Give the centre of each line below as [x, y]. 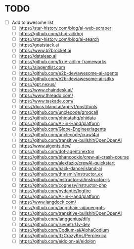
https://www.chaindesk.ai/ [46, 89]
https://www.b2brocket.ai [45, 51]
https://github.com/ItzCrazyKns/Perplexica [63, 236]
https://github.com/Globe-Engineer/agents [63, 129]
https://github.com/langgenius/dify [55, 219]
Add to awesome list [33, 22]
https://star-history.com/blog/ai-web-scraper [65, 28]
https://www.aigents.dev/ [45, 146]
